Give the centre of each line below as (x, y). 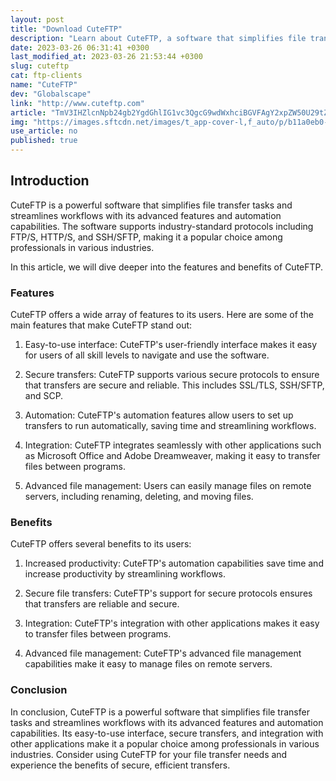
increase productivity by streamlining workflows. (125, 574)
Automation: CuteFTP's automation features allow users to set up (159, 415)
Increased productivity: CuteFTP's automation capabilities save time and (174, 563)
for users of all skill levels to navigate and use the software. (147, 355)
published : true (44, 141)
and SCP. (44, 396)
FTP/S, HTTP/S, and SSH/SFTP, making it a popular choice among (146, 237)
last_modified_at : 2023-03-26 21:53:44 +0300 (106, 57)
